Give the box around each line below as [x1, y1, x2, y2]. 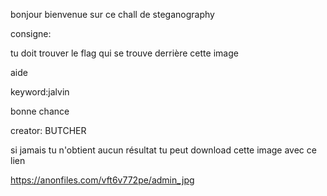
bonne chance [10, 105, 70, 117]
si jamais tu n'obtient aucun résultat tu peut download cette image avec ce [10, 144, 317, 156]
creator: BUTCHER [10, 125, 87, 136]
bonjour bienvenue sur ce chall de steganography [10, 9, 215, 20]
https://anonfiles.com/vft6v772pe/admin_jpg [10, 174, 195, 186]
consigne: [10, 28, 52, 39]
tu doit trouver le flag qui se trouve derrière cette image [10, 47, 239, 59]
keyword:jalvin [10, 86, 70, 98]
